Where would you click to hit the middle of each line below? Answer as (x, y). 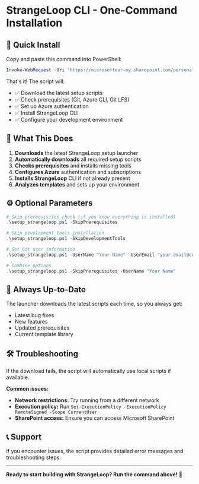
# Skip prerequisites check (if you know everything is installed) (91, 217)
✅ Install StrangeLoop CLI (46, 113)
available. (18, 377)
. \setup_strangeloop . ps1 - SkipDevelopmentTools (66, 239)
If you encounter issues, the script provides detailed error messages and (95, 451)
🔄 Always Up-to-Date (46, 290)
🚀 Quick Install (33, 45)
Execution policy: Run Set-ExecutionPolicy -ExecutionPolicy (91, 407)
